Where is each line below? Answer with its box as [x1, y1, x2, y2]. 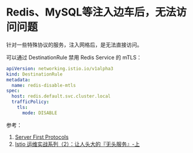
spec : [6, 88, 20, 94]
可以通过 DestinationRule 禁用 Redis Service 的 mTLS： [6, 54, 142, 61]
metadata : [6, 77, 31, 83]
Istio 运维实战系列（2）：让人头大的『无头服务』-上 [14, 140, 140, 148]
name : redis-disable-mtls [11, 82, 76, 88]
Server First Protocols [14, 133, 69, 140]
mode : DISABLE [22, 110, 58, 116]
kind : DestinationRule [6, 71, 63, 77]
